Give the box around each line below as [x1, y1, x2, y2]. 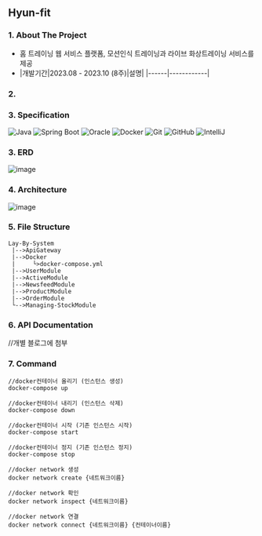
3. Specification [8, 109, 70, 120]
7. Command [8, 359, 57, 370]
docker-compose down [8, 407, 76, 414]
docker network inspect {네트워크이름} [8, 498, 129, 505]
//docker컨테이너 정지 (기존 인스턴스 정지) [8, 443, 133, 452]
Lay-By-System [8, 239, 55, 247]
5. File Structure [8, 221, 71, 232]
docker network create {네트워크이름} [8, 474, 126, 482]
